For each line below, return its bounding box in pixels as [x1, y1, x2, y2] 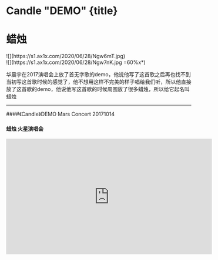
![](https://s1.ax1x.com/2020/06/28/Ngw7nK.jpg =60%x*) [6, 59, 146, 66]
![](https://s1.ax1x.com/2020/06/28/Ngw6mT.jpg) [6, 53, 125, 60]
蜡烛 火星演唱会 [6, 125, 44, 132]
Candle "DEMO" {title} [6, 4, 118, 18]
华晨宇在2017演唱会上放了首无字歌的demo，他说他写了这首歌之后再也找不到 [6, 71, 191, 78]
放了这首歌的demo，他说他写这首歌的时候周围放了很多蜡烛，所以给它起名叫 [6, 86, 190, 93]
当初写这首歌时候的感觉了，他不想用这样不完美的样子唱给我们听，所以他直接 [6, 78, 192, 86]
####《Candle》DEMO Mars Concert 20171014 [6, 110, 115, 118]
